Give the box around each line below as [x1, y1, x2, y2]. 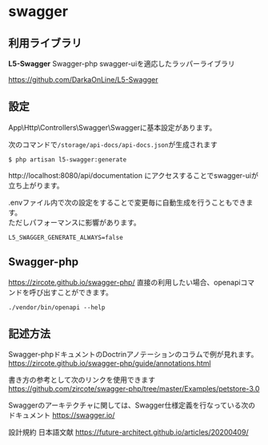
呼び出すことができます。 [29, 287, 114, 297]
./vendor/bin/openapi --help [8, 303, 106, 312]
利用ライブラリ [8, 36, 82, 50]
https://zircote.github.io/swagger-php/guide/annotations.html [8, 359, 211, 368]
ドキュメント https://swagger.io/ [8, 411, 115, 420]
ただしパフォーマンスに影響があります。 [8, 217, 142, 227]
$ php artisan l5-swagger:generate [8, 155, 127, 164]
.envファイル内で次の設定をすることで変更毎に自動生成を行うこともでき [8, 197, 246, 207]
